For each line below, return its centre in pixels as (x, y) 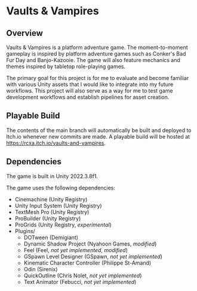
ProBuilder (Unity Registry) (48, 218)
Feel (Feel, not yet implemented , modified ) (76, 250)
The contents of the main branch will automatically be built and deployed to (99, 130)
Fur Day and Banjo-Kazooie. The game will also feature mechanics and (93, 60)
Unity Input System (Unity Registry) (59, 206)
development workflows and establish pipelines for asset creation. (88, 97)
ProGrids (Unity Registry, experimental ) (63, 225)
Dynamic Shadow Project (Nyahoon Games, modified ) (90, 244)
